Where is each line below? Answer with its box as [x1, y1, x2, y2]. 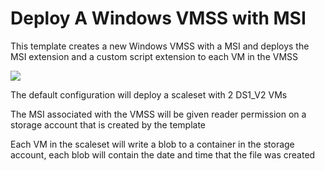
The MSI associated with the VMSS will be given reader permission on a [10, 108, 307, 120]
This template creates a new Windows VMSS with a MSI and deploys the [10, 40, 310, 52]
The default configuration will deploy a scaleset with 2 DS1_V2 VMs [10, 88, 288, 101]
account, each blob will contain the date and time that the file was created [10, 148, 316, 161]
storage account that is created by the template [10, 118, 206, 131]
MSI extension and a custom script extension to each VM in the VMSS [10, 50, 299, 62]
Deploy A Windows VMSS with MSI [10, 7, 307, 30]
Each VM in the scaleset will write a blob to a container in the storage [10, 138, 295, 150]
